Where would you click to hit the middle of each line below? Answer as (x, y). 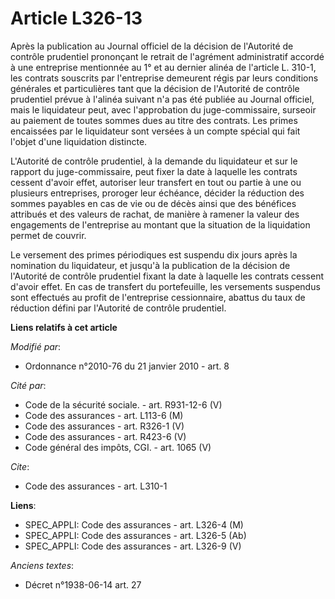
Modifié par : (36, 346)
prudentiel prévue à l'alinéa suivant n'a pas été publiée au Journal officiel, (162, 99)
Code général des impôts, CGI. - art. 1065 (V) (118, 447)
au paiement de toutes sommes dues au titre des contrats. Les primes (154, 120)
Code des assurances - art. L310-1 (96, 486)
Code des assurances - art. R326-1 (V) (104, 426)
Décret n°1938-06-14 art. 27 (83, 584)
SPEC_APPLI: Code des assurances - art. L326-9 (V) (133, 546)
